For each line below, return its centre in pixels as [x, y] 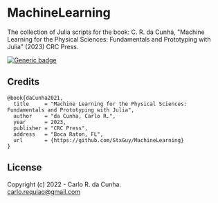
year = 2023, [40, 122]
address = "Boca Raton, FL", [58, 134]
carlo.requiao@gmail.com [44, 191]
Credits [24, 82]
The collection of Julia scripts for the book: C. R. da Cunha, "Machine [106, 32]
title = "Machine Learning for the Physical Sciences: [100, 104]
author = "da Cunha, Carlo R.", [65, 116]
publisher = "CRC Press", [51, 128]
